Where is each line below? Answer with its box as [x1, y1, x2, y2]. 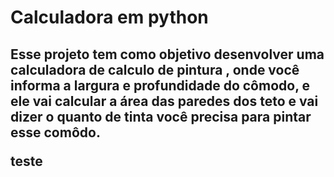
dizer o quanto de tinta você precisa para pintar [10, 108, 312, 125]
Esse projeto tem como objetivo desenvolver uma [10, 46, 325, 63]
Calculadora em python [10, 6, 209, 29]
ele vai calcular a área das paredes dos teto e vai [10, 92, 319, 110]
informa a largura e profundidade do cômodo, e [10, 77, 311, 94]
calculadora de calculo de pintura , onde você [10, 61, 300, 78]
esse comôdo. [10, 124, 101, 141]
